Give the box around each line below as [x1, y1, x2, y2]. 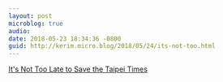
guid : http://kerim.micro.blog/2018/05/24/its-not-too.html [8, 42, 217, 50]
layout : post [8, 11, 53, 20]
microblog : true [8, 19, 63, 28]
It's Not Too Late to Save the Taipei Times [8, 64, 148, 74]
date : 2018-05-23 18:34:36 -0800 [8, 34, 122, 43]
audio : [8, 27, 31, 35]
